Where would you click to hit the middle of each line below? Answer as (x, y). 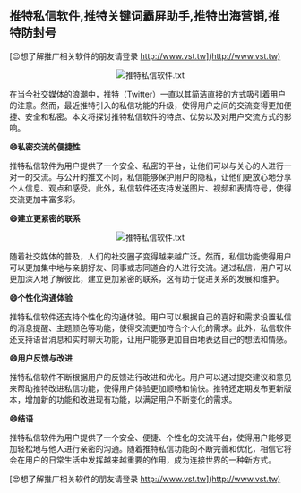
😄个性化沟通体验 (41, 297)
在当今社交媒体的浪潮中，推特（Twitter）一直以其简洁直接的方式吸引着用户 (148, 94)
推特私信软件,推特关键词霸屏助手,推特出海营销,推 (145, 16)
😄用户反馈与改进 (41, 358)
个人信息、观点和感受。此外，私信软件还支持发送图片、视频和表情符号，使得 (150, 188)
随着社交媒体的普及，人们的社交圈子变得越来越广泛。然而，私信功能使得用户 (150, 256)
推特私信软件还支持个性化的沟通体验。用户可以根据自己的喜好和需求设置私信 (150, 317)
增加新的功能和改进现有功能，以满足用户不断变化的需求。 (131, 399)
